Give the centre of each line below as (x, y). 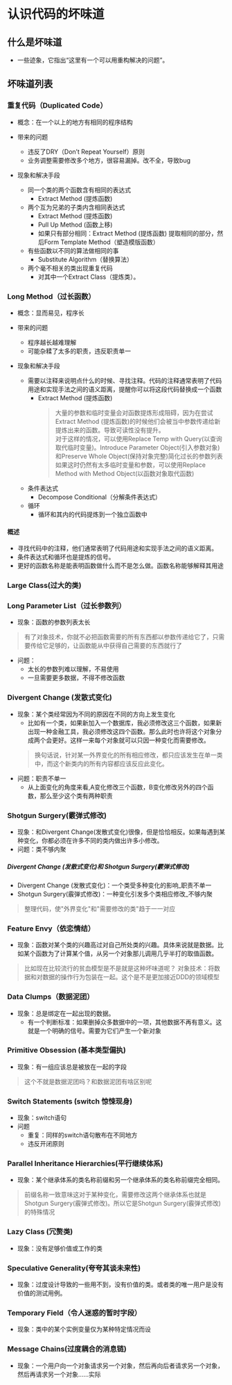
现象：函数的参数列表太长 (54, 622)
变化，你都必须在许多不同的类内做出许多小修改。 (93, 841)
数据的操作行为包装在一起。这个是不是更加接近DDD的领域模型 (131, 977)
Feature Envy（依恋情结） (51, 928)
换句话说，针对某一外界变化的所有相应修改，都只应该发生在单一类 (128, 755)
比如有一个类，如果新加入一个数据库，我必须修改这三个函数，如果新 (125, 723)
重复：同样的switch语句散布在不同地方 (82, 1135)
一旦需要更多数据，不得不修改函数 (76, 678)
